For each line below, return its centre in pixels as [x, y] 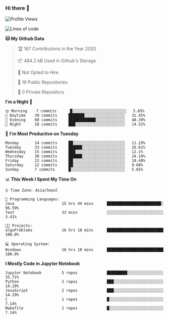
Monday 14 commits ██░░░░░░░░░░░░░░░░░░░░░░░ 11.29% [75, 143]
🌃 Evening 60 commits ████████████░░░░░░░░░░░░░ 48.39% [75, 120]
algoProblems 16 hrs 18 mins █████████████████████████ [84, 230]
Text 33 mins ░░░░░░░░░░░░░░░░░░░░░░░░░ [84, 213]
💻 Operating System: [28, 244]
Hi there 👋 [18, 8]
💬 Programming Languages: [32, 199]
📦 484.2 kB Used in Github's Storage [57, 61]
